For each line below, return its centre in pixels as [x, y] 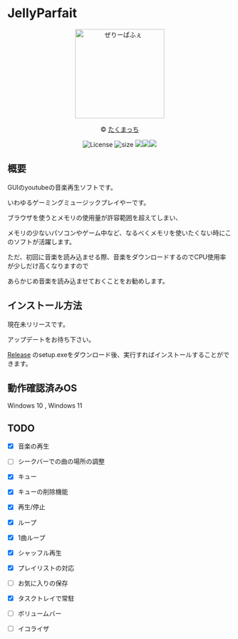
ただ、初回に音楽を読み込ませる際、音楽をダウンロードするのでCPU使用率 [117, 257]
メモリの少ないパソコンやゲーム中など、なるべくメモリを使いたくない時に [117, 233]
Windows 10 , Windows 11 [45, 406]
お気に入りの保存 [43, 583]
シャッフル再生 [40, 553]
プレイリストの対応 [46, 568]
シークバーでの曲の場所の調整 [61, 461]
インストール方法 [45, 306]
